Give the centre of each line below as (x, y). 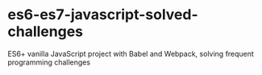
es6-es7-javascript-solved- (103, 15)
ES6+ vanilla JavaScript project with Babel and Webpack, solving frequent (131, 53)
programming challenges (49, 62)
